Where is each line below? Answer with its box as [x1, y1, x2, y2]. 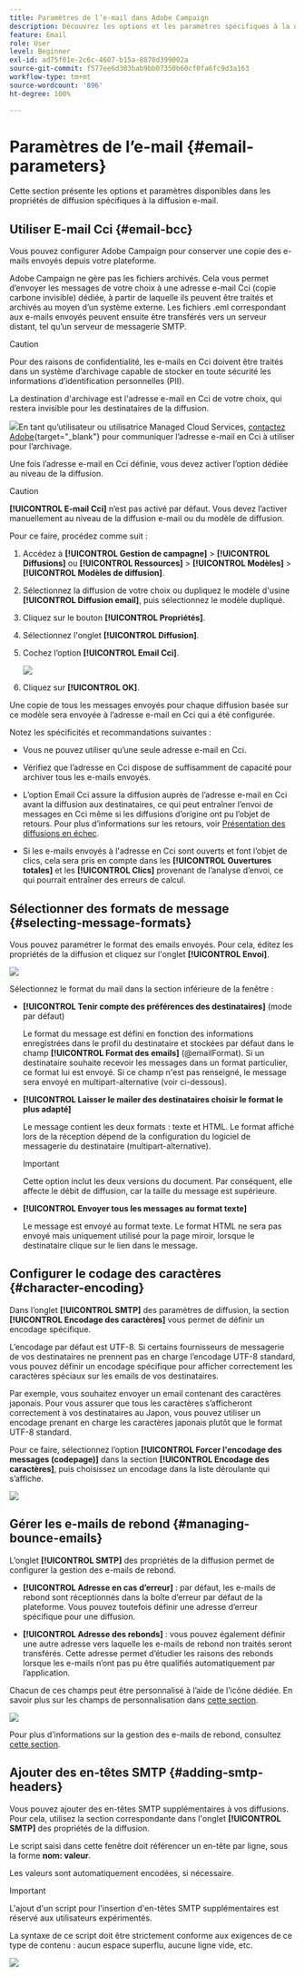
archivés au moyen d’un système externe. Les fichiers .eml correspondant [9, 301, 287, 313]
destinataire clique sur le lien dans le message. [22, 1240, 198, 1251]
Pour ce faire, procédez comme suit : [9, 530, 148, 541]
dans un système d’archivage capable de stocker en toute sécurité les [9, 366, 271, 377]
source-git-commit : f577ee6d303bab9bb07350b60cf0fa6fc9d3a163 [9, 64, 250, 74]
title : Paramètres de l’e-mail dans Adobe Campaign [9, 13, 209, 23]
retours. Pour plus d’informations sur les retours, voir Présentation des [22, 818, 286, 829]
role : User [9, 38, 51, 48]
